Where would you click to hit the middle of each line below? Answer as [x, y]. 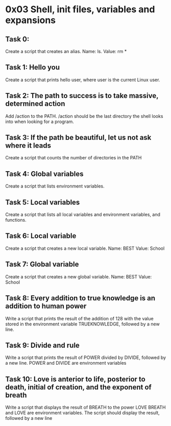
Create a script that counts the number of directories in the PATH [74, 158]
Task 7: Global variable [42, 264]
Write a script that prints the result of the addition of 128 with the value [80, 318]
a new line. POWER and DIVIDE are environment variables [66, 363]
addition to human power [46, 306]
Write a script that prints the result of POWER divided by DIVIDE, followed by [86, 358]
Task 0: [17, 39]
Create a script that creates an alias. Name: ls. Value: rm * [66, 51]
